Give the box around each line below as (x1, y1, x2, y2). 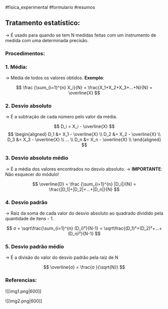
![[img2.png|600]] (5, 298, 43, 304)
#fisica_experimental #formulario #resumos (5, 5, 95, 10)
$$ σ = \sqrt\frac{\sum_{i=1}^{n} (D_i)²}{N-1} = (7, 225, 103, 231)
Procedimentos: (5, 50, 45, 57)
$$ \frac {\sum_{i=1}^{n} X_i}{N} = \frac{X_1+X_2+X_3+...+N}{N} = (16, 85, 153, 91)
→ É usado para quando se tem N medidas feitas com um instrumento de (5, 32, 156, 38)
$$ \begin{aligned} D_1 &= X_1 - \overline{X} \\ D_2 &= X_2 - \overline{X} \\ (8, 131, 161, 137)
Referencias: (5, 277, 37, 284)
